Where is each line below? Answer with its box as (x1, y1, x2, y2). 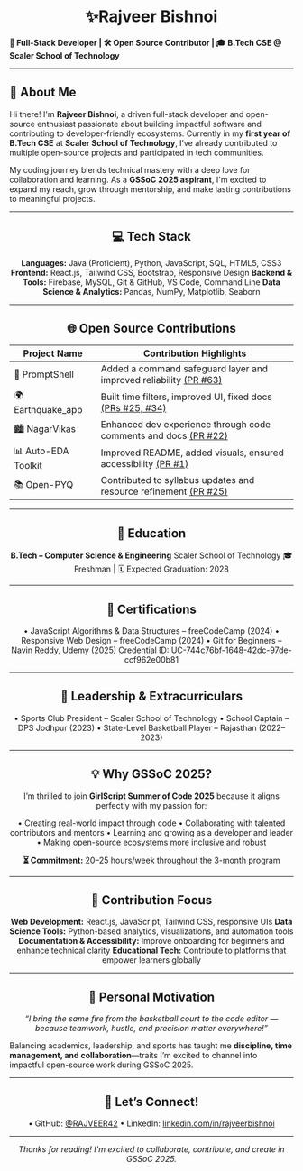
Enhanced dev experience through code (100, 418, 271, 431)
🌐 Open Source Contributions (66, 320, 237, 335)
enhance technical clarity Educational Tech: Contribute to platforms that (16, 945, 287, 956)
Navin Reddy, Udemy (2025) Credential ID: (11, 645, 170, 655)
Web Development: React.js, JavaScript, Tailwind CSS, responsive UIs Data (10, 917, 293, 928)
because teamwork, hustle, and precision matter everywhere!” (34, 1023, 269, 1034)
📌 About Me (9, 85, 77, 100)
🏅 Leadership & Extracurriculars (60, 689, 243, 704)
